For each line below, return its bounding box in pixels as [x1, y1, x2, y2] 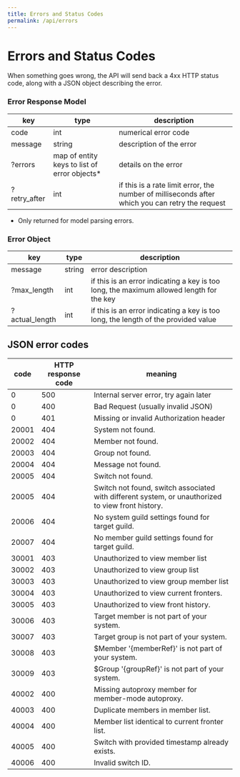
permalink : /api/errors [7, 17, 79, 24]
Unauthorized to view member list [94, 553, 207, 563]
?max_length [11, 285, 54, 295]
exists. [94, 746, 116, 756]
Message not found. [94, 459, 161, 469]
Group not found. [94, 448, 151, 458]
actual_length [11, 315, 56, 325]
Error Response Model [7, 97, 87, 107]
